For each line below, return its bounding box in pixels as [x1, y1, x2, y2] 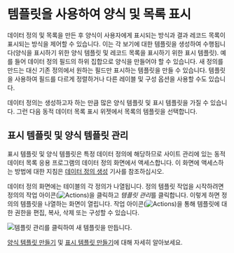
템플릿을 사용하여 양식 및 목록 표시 [7, 6, 191, 22]
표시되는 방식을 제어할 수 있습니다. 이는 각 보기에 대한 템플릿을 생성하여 [7, 39, 202, 48]
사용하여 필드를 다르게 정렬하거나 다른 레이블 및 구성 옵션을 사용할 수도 [14, 74, 207, 83]
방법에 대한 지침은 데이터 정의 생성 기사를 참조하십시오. [14, 167, 165, 175]
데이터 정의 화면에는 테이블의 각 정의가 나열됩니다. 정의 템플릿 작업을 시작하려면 [7, 182, 224, 190]
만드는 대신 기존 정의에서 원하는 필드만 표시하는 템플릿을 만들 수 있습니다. [7, 66, 207, 74]
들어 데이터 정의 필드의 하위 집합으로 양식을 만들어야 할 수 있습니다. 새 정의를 [14, 57, 224, 65]
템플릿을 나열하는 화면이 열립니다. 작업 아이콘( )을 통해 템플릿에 [20, 199, 220, 207]
